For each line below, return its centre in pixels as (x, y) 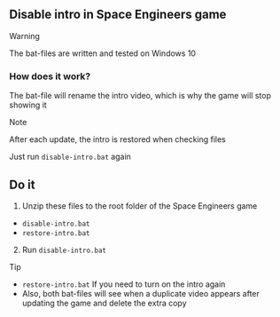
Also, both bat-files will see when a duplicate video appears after (140, 293)
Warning (24, 36)
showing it (28, 105)
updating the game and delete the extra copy (105, 303)
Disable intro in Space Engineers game (118, 15)
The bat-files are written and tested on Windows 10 (103, 53)
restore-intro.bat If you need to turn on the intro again (124, 284)
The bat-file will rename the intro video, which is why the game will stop (140, 96)
